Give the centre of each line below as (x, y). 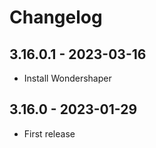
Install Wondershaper (67, 78)
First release (49, 133)
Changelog (56, 17)
